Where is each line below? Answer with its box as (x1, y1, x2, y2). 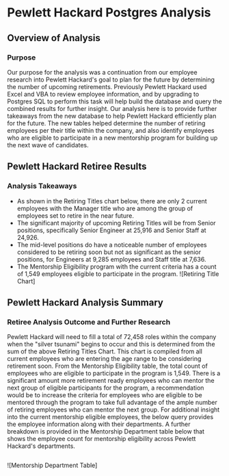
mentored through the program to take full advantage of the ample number (7, 399, 217, 407)
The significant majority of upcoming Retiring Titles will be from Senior (16, 218, 217, 227)
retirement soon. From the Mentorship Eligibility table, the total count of (7, 362, 208, 371)
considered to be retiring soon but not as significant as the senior (16, 248, 202, 256)
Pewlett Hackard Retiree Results (7, 161, 147, 173)
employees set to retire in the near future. (16, 211, 135, 220)
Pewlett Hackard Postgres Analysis (7, 5, 211, 21)
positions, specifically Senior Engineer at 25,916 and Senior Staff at (16, 226, 206, 234)
